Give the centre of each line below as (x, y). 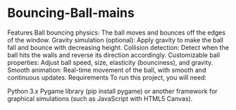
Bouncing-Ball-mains (71, 13)
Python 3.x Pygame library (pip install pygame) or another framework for (113, 91)
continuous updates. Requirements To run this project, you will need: (107, 77)
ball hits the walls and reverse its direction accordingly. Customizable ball (114, 55)
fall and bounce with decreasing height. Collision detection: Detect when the (118, 47)
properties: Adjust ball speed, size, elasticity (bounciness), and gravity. (110, 62)
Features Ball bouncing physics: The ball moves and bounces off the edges (117, 32)
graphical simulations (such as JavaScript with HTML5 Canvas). (100, 98)
